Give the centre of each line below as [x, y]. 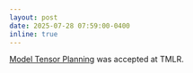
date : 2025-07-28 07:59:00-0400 [70, 26]
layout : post [34, 17]
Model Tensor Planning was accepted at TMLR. [96, 60]
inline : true [34, 34]
